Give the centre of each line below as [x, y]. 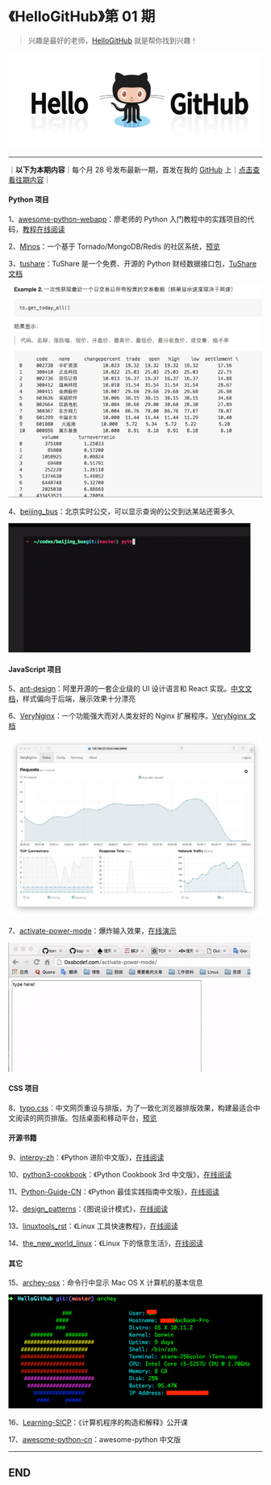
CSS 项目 [24, 1089]
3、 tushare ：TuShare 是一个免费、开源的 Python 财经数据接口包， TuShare [132, 263]
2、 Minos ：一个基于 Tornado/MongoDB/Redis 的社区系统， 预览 [114, 246]
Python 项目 [29, 199]
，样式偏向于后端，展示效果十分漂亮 [75, 698]
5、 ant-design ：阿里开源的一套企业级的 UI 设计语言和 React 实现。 [120, 689]
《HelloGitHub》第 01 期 [82, 17]
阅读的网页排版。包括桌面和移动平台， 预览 [86, 1118]
